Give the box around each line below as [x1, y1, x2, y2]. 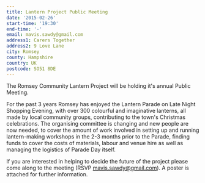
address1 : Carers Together [6, 37, 75, 43]
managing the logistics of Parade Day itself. [6, 146, 116, 153]
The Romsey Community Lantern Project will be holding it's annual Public [6, 82, 191, 90]
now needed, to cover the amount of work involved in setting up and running [6, 126, 199, 134]
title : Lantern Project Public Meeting [6, 9, 108, 15]
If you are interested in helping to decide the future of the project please [6, 158, 188, 165]
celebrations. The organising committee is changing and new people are [6, 120, 188, 127]
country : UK [6, 60, 37, 66]
